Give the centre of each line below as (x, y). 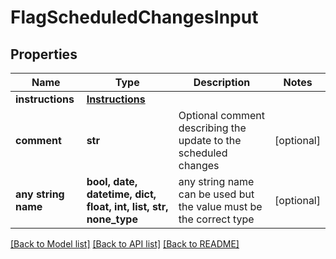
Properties (44, 54)
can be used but (216, 194)
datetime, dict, (121, 194)
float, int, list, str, (127, 206)
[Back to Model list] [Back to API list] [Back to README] (125, 244)
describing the (212, 128)
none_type (112, 219)
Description (222, 82)
